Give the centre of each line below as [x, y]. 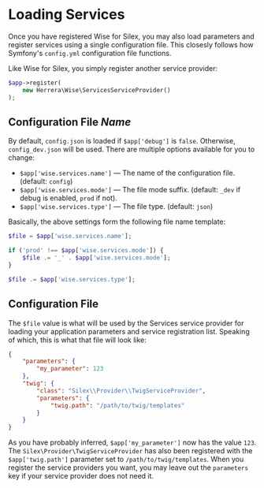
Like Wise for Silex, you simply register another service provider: [113, 68]
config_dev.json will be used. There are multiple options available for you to [132, 149]
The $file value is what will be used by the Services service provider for [126, 323]
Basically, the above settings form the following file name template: [117, 222]
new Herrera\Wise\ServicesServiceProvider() [97, 90]
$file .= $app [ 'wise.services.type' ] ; [72, 279]
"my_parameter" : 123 [70, 369]
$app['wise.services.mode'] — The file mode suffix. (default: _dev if [130, 190]
